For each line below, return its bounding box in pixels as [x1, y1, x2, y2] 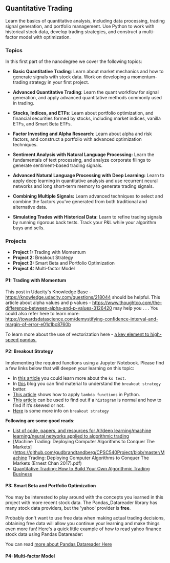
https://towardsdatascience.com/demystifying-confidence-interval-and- [5, 316, 159, 322]
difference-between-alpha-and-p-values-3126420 [5, 305, 113, 311]
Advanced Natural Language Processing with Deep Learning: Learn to [12, 172, 165, 179]
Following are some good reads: [5, 417, 75, 424]
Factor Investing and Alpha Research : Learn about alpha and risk [12, 131, 152, 137]
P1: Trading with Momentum [5, 277, 67, 283]
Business [12, 471, 32, 477]
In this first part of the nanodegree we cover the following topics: [5, 58, 142, 64]
